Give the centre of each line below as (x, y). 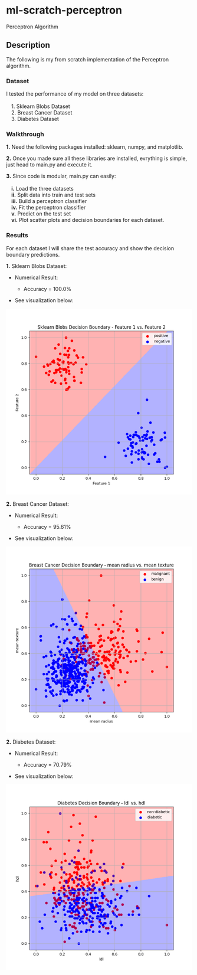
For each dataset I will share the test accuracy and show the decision (90, 248)
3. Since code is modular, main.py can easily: (61, 176)
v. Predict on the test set (41, 214)
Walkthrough (25, 134)
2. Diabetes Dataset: (31, 742)
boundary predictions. (33, 254)
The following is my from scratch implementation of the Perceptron (88, 59)
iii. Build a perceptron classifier (49, 201)
